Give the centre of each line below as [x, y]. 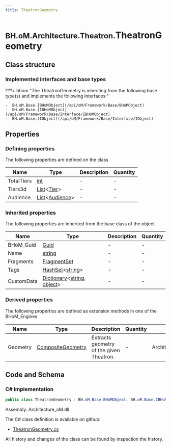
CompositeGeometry [61, 347]
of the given [106, 350]
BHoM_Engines [21, 316]
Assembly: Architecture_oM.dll [37, 410]
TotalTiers [20, 181]
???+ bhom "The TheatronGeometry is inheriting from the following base [81, 90]
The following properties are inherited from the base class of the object [80, 224]
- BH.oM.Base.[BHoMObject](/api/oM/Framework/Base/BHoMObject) [75, 105]
